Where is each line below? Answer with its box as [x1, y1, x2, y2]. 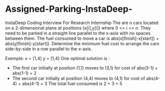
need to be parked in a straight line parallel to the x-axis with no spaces [5, 30, 151, 36]
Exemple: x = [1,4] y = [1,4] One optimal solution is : [5, 55, 110, 61]
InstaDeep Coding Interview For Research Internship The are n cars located [5, 20, 159, 26]
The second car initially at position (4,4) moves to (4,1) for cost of [12, 75, 145, 81]
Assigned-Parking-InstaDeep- [5, 3, 132, 15]
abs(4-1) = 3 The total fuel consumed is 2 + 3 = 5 [22, 80, 123, 87]
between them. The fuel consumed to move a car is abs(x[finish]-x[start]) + [5, 35, 159, 41]
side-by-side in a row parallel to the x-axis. [5, 46, 92, 52]
